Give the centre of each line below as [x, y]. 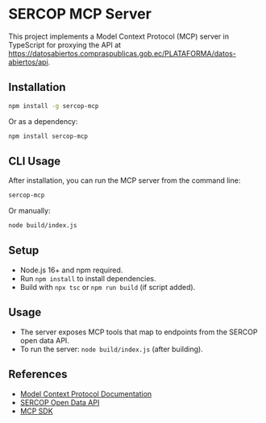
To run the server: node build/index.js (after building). [111, 349]
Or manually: [29, 211]
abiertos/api [28, 62]
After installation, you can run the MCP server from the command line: [125, 180]
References [38, 374]
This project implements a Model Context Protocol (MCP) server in [119, 36]
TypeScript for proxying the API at [65, 44]
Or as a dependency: [43, 121]
